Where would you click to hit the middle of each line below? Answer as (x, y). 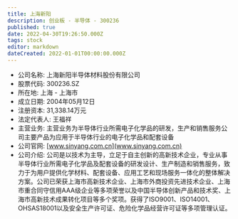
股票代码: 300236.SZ (48, 83)
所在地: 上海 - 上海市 (48, 92)
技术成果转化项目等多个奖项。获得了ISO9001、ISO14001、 (128, 199)
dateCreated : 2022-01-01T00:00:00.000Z (67, 54)
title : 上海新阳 (29, 14)
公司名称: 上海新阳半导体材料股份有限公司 (79, 75)
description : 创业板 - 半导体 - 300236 (63, 21)
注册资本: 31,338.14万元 (52, 110)
